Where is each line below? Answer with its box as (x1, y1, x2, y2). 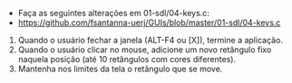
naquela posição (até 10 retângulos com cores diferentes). (17, 54, 237, 64)
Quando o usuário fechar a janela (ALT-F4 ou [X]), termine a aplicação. (17, 35, 284, 45)
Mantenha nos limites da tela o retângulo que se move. (17, 63, 223, 74)
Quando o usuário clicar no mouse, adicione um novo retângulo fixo (17, 44, 272, 55)
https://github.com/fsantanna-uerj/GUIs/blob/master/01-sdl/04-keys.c (17, 17, 281, 28)
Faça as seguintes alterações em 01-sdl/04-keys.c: (17, 8, 210, 18)
